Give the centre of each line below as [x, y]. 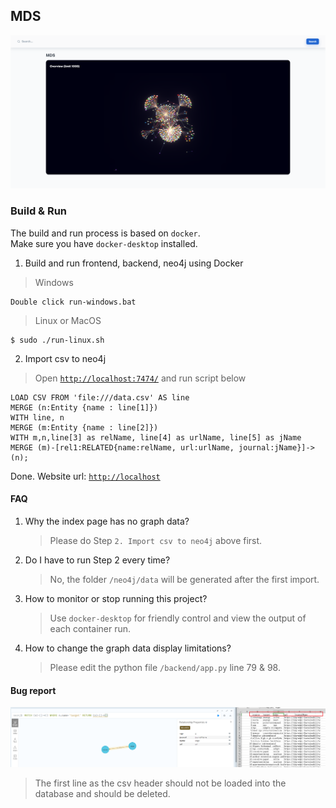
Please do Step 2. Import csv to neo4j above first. [156, 540]
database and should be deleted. [102, 794]
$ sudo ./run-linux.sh [57, 340]
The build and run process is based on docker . [105, 233]
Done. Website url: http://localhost [85, 476]
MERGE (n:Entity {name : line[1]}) [84, 407]
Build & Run [39, 211]
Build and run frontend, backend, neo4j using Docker [134, 263]
